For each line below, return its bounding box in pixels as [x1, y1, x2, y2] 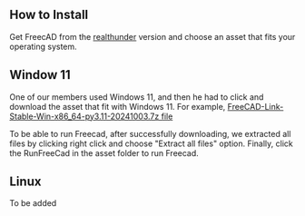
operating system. [9, 41, 77, 52]
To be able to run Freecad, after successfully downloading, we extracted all [9, 128, 291, 139]
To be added [9, 198, 57, 209]
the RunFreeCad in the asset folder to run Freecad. [9, 147, 200, 158]
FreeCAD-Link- [227, 101, 284, 112]
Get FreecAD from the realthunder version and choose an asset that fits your [9, 31, 296, 42]
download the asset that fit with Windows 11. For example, [9, 101, 226, 112]
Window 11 [9, 67, 71, 83]
